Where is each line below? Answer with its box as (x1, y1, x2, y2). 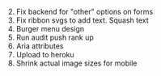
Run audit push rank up (15, 32, 95, 42)
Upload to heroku (15, 50, 74, 59)
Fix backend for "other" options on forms (15, 7, 154, 16)
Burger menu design (15, 24, 85, 33)
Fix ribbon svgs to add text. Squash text (15, 15, 150, 25)
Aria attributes (15, 41, 64, 51)
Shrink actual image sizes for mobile (15, 58, 138, 68)
